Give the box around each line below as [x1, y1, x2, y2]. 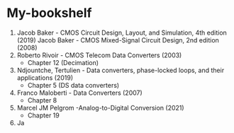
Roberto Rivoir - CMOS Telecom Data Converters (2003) [16, 51, 182, 59]
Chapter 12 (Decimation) [27, 58, 99, 66]
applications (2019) [16, 73, 74, 82]
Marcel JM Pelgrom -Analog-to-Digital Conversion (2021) [16, 103, 185, 112]
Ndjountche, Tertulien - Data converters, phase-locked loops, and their [16, 66, 225, 74]
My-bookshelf [6, 5, 92, 21]
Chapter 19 [27, 111, 60, 120]
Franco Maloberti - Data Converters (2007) [16, 88, 143, 97]
